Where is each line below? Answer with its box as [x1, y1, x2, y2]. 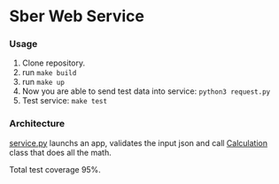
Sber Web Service [9, 6, 144, 27]
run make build [21, 67, 77, 78]
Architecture [9, 118, 66, 130]
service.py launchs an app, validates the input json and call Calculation [9, 137, 268, 148]
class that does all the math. [9, 147, 112, 157]
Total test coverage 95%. [9, 164, 102, 174]
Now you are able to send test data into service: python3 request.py [21, 86, 271, 96]
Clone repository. [21, 57, 86, 68]
